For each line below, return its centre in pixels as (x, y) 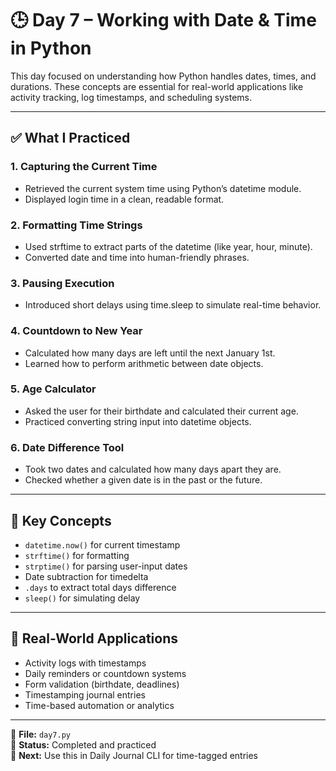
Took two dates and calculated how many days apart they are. (153, 469)
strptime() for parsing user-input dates (106, 566)
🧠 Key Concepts (61, 520)
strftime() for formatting (77, 555)
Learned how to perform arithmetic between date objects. (144, 363)
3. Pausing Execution (62, 283)
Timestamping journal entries (85, 694)
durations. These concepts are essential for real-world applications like (157, 86)
